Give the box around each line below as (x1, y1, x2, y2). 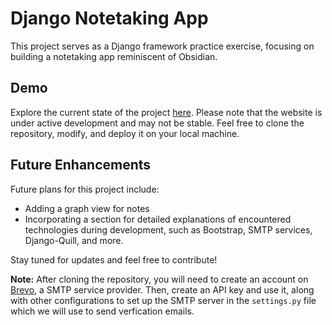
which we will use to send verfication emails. (10, 305, 195, 317)
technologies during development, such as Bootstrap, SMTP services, (24, 223, 313, 236)
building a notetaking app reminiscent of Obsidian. (10, 50, 218, 62)
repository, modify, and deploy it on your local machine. (10, 127, 240, 139)
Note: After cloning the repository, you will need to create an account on (10, 273, 309, 285)
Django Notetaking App (10, 7, 209, 30)
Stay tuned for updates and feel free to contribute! (10, 253, 218, 266)
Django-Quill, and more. (24, 234, 124, 246)
